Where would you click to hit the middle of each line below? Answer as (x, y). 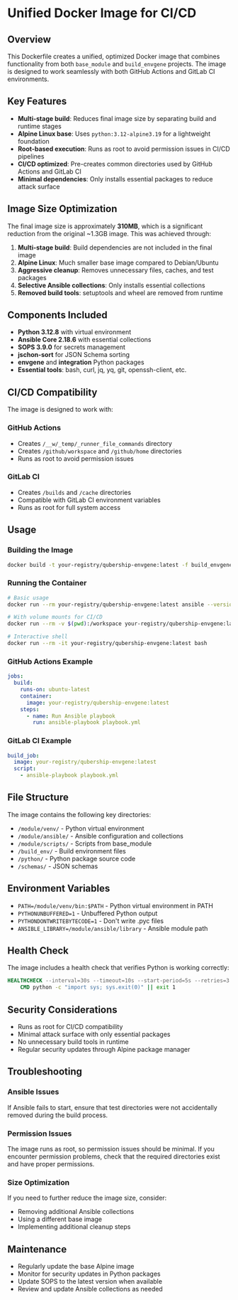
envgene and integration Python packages (81, 362)
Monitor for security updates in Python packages (89, 1274)
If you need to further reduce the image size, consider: (87, 1198)
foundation (33, 141)
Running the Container (47, 583)
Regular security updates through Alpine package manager (104, 1050)
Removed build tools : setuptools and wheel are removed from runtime (120, 292)
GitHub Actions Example (50, 661)
